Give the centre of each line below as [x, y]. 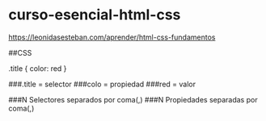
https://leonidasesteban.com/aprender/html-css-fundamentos [112, 37]
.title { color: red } [38, 68]
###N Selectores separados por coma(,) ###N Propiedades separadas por [133, 99]
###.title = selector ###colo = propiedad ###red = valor [102, 84]
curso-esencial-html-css [95, 15]
